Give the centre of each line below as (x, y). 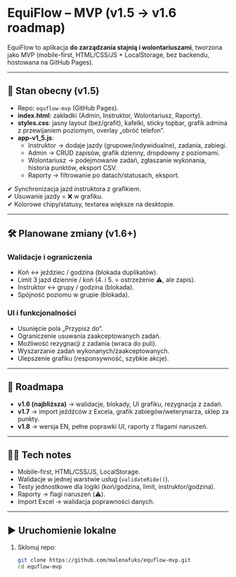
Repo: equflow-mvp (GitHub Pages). (68, 108)
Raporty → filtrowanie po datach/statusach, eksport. (104, 175)
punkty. (28, 419)
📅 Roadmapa (35, 387)
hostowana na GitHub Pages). (50, 62)
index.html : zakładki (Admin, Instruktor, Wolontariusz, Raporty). (110, 115)
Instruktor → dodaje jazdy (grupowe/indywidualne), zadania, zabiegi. (127, 145)
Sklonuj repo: (37, 547)
